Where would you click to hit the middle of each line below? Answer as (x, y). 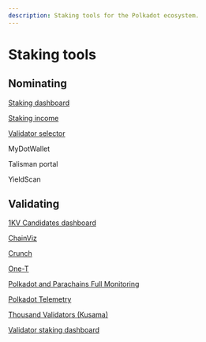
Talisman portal (33, 163)
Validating (34, 204)
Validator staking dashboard (54, 330)
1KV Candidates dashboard (52, 223)
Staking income (34, 118)
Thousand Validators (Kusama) (58, 315)
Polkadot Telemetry (40, 299)
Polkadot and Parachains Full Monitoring (74, 284)
